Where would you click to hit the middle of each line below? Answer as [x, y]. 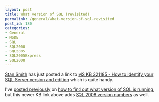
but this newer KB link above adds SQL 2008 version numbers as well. [77, 95]
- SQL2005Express [23, 56]
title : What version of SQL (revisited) [48, 14]
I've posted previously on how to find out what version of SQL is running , [80, 89]
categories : [17, 28]
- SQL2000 [15, 47]
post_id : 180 [19, 24]
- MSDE [12, 38]
